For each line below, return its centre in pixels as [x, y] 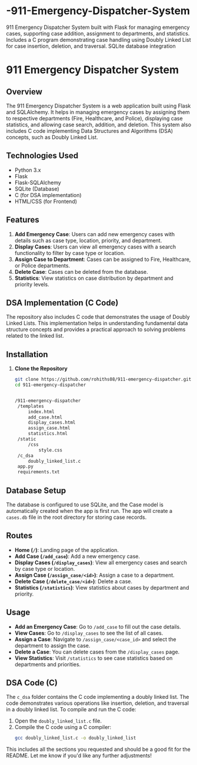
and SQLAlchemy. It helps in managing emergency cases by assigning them [98, 112]
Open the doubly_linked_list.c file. [58, 721]
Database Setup [36, 490]
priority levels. [32, 284]
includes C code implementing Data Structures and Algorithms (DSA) [90, 130]
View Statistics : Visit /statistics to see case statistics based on [94, 658]
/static [27, 439]
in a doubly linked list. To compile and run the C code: [71, 710]
